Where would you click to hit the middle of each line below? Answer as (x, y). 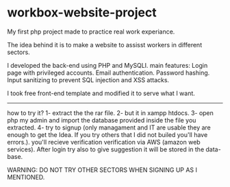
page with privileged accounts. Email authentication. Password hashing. (108, 73)
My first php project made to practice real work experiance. (91, 32)
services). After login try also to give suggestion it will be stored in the (106, 149)
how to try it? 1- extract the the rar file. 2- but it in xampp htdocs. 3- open (111, 113)
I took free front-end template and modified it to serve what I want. (101, 93)
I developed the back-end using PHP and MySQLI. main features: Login (107, 65)
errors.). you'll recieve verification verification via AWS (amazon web (104, 142)
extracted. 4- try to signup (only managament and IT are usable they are (109, 127)
